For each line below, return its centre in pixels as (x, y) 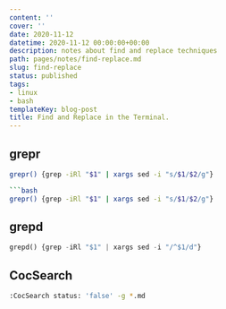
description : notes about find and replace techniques (113, 51)
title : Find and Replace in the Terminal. (89, 117)
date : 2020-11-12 (42, 34)
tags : (19, 84)
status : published (43, 76)
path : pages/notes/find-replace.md (75, 59)
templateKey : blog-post (54, 109)
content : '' (31, 17)
